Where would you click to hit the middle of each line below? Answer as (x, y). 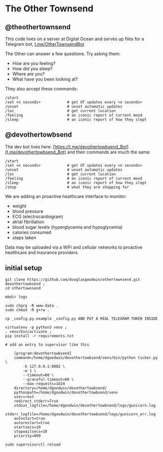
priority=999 (27, 436)
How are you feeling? (34, 63)
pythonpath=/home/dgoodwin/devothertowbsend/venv (66, 392)
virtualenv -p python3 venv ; (36, 327)
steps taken (24, 237)
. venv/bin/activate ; (28, 331)
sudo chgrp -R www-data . (32, 306)
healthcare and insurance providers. (42, 252)
